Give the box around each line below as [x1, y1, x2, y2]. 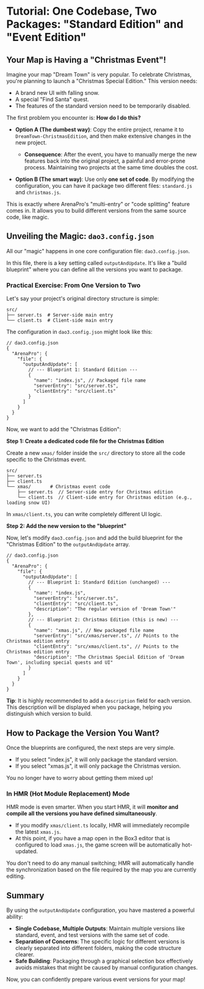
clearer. [15, 951, 35, 958]
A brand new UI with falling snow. [15, 89, 100, 96]
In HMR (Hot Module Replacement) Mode [6, 789, 130, 798]
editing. [6, 873, 26, 880]
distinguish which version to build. [6, 710, 93, 717]
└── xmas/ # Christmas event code [6, 484, 111, 490]
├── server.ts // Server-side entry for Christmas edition [17, 489, 173, 495]
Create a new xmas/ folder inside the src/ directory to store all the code [6, 450, 186, 457]
